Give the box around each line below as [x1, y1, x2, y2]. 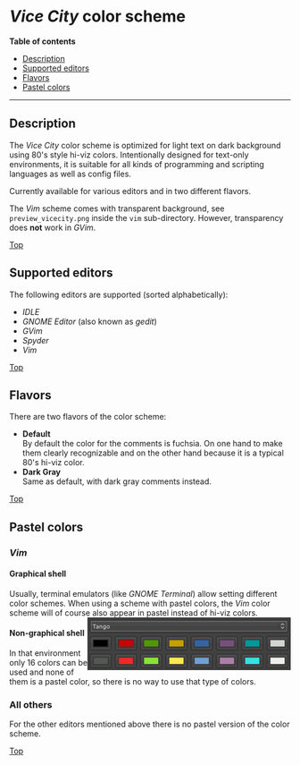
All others [9, 699, 53, 711]
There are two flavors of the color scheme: [9, 412, 167, 422]
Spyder [21, 335, 49, 345]
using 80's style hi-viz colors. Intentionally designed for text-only [9, 149, 249, 160]
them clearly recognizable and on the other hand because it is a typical [21, 447, 284, 458]
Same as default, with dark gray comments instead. [21, 476, 212, 487]
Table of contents [9, 36, 76, 47]
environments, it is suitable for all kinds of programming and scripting [9, 158, 265, 169]
